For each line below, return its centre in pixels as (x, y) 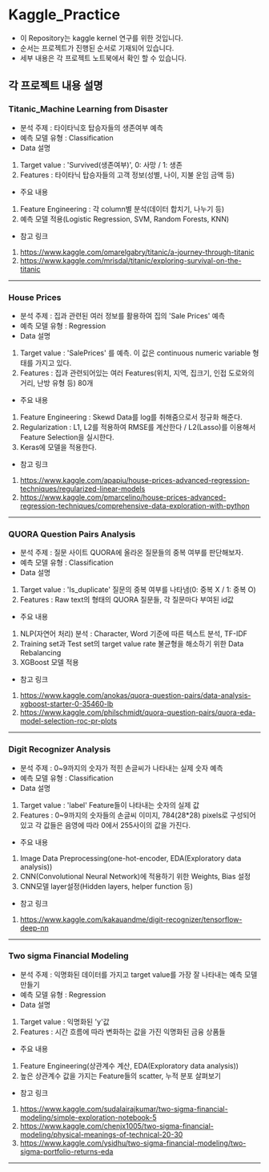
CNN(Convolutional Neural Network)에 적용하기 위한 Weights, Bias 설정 (135, 876)
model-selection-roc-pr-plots (68, 721)
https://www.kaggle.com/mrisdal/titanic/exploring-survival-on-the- (130, 260)
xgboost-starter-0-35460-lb (66, 704)
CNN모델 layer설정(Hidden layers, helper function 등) (106, 886)
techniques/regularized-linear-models (82, 489)
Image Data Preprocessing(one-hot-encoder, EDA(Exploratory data (130, 858)
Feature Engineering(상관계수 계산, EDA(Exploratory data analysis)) (129, 1065)
